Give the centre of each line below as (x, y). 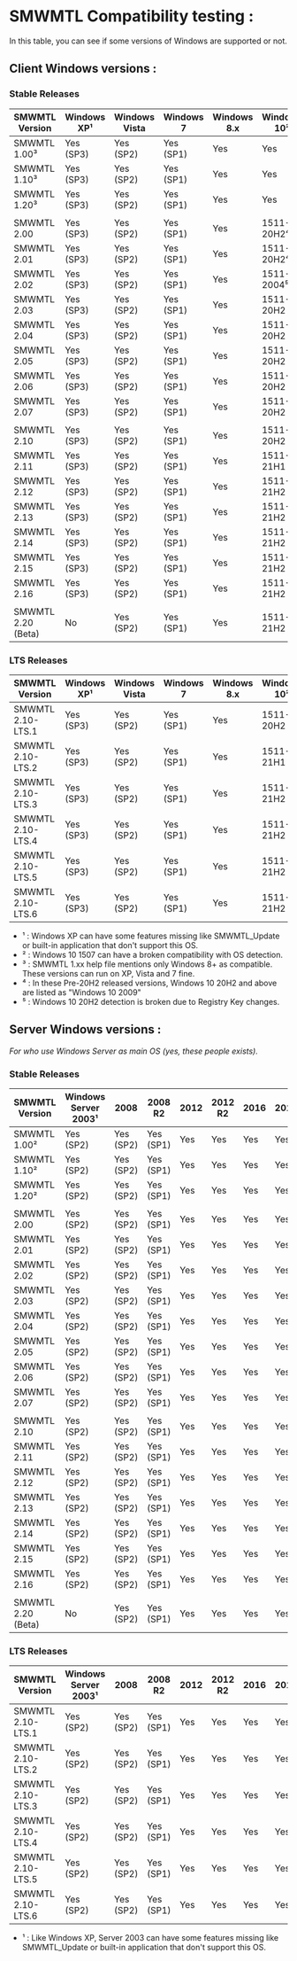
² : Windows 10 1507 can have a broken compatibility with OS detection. (152, 954)
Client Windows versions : (83, 69)
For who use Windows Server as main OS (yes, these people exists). (133, 1051)
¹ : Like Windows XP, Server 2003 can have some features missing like (150, 1938)
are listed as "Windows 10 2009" (81, 992)
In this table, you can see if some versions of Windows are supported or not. (148, 41)
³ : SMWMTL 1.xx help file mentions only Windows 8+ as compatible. (147, 964)
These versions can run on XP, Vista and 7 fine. (108, 973)
